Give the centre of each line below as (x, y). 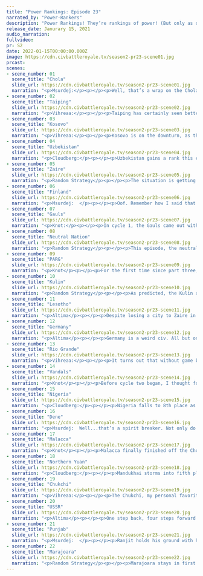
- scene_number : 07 (31, 209)
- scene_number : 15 (31, 389)
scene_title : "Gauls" (39, 214)
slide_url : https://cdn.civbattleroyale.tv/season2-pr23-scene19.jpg (101, 490)
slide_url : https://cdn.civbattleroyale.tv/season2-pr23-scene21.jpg (101, 535)
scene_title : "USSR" (37, 507)
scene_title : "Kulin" (39, 282)
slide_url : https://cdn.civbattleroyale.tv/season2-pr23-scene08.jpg (101, 243)
